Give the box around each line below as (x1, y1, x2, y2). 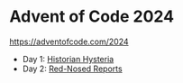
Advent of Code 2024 (9, 6, 174, 27)
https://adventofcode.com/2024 (9, 36, 129, 47)
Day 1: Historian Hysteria (22, 53, 114, 64)
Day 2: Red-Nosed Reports (22, 63, 124, 74)
